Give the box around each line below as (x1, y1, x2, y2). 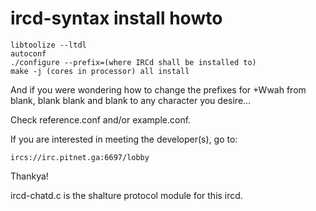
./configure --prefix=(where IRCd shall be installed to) (10, 57, 257, 67)
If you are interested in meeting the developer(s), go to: (10, 133, 238, 145)
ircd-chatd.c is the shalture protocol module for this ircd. (10, 189, 243, 201)
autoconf (10, 48, 47, 59)
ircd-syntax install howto (10, 7, 223, 30)
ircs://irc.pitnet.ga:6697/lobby (10, 152, 150, 162)
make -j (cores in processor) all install (10, 66, 190, 76)
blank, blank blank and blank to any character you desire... (10, 94, 252, 106)
